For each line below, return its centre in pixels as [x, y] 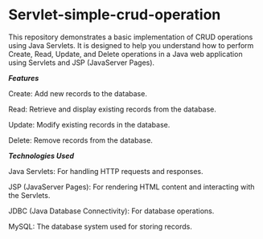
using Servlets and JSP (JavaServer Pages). [82, 63]
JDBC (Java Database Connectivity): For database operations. [111, 211]
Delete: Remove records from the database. [80, 140]
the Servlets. [29, 195]
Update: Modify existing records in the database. [89, 124]
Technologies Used [41, 156]
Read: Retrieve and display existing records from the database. [113, 109]
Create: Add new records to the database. [78, 93]
